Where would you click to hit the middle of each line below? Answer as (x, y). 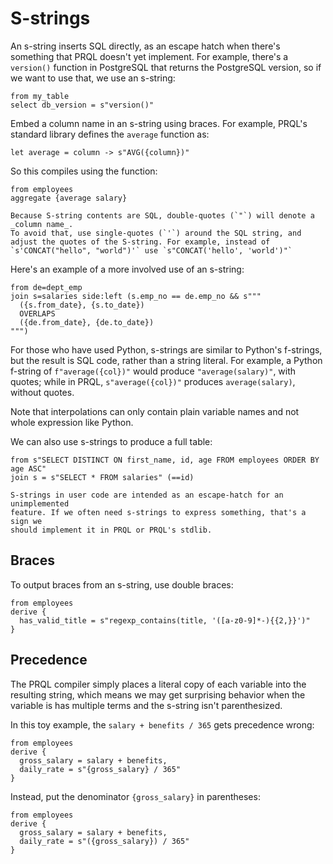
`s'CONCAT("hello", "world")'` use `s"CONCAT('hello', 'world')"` (151, 250)
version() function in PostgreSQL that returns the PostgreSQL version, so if (166, 67)
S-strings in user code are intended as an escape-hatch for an (147, 495)
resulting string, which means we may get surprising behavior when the (158, 694)
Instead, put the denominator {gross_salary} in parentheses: (135, 796)
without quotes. (42, 392)
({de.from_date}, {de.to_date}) (87, 322)
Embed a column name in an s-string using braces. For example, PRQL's (159, 123)
